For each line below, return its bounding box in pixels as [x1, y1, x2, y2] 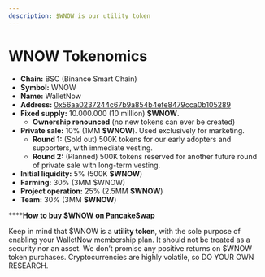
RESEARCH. [8, 261, 49, 271]
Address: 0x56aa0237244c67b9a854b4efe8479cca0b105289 [20, 99, 232, 110]
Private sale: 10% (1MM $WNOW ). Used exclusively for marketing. [20, 125, 245, 135]
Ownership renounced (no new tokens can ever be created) [32, 117, 236, 127]
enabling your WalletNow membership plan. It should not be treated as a [8, 235, 250, 245]
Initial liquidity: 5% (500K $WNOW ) [20, 168, 143, 179]
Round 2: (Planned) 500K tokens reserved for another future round [32, 151, 258, 161]
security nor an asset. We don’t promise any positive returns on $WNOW [8, 243, 252, 253]
